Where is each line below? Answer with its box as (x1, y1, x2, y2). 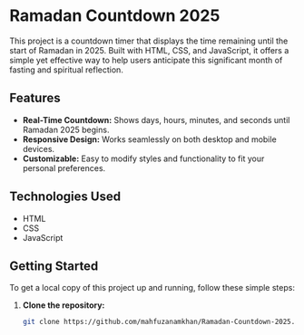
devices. (22, 143, 55, 154)
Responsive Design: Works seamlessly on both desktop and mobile (22, 133, 277, 145)
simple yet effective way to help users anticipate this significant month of (9, 54, 283, 65)
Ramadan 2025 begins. (22, 124, 110, 135)
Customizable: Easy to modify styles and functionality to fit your (22, 153, 265, 164)
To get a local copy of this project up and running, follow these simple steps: (9, 282, 295, 293)
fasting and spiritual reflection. (9, 64, 124, 75)
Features (9, 91, 61, 106)
